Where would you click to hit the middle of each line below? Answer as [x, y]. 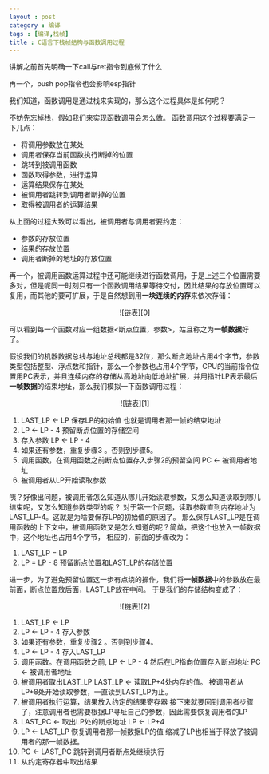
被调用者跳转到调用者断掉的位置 [73, 195]
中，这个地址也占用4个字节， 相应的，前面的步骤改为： [100, 537]
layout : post [33, 17]
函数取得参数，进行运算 [59, 175]
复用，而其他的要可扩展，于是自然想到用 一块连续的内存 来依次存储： [121, 296]
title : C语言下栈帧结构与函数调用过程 [67, 42]
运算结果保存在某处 [52, 185]
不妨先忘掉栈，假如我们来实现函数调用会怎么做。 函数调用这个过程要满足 [129, 118]
